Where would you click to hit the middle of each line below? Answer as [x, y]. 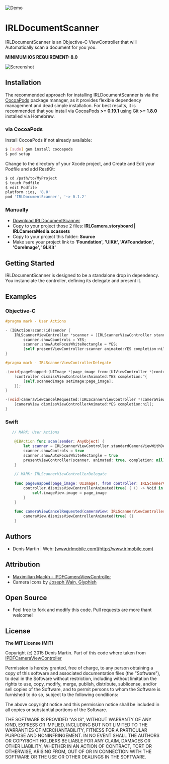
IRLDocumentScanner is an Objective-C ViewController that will [71, 42]
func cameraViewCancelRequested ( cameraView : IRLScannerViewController [90, 512]
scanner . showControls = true [54, 451]
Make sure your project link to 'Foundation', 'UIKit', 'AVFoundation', [83, 242]
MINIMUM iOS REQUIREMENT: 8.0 [41, 57]
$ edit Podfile [21, 188]
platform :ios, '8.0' [28, 192]
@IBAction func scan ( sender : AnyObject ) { [59, 442]
